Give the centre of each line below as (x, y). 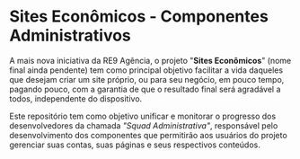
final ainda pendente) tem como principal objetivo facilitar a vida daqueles (146, 70)
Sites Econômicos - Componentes (139, 17)
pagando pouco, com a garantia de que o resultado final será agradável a (145, 89)
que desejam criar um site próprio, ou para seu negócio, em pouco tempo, (147, 79)
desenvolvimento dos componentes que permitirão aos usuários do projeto (148, 135)
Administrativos (71, 35)
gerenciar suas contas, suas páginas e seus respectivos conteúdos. (135, 145)
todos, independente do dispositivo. (76, 98)
